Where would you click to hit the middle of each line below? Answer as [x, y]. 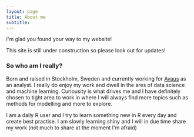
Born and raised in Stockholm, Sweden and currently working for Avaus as [96, 78]
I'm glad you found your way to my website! [59, 39]
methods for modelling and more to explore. [59, 103]
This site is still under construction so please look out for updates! [86, 51]
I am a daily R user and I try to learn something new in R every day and [91, 115]
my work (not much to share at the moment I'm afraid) [71, 128]
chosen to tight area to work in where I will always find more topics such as [97, 97]
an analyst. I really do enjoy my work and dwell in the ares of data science [96, 85]
